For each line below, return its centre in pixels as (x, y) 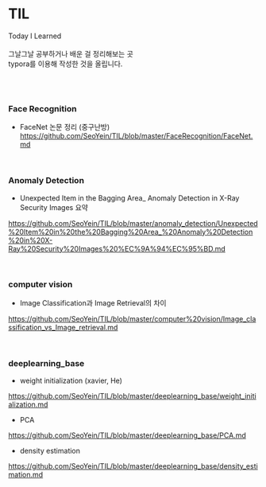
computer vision (40, 285)
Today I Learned (35, 36)
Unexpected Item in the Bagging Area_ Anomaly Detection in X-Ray (129, 198)
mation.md (26, 475)
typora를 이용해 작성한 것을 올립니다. (66, 64)
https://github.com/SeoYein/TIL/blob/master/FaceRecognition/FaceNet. (136, 136)
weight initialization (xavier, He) (71, 381)
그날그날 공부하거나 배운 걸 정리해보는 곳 (71, 53)
